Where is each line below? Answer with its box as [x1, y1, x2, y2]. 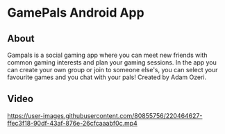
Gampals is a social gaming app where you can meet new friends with [7, 51, 208, 59]
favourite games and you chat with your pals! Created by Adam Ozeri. [7, 73, 207, 81]
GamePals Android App [7, 5, 144, 21]
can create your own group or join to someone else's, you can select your [7, 66, 218, 74]
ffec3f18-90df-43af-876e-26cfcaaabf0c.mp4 [7, 119, 137, 127]
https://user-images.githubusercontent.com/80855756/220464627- [7, 111, 203, 119]
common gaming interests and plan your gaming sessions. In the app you [7, 58, 217, 67]
